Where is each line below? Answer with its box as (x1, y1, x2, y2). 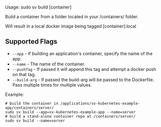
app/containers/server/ (5, 105, 54, 110)
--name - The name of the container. (12, 61, 85, 67)
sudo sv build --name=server (5, 118, 65, 123)
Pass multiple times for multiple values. (12, 82, 92, 88)
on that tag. (12, 71, 36, 77)
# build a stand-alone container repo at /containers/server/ (5, 114, 136, 119)
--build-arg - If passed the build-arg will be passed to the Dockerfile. (12, 76, 155, 83)
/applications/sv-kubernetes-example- (60, 101, 140, 106)
